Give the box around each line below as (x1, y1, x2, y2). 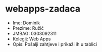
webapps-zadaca (5, 3, 81, 15)
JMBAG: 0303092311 (12, 30, 57, 36)
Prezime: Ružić (12, 25, 44, 31)
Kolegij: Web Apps (12, 36, 51, 42)
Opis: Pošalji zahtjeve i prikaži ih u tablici (12, 41, 97, 47)
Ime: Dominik (12, 20, 40, 26)
